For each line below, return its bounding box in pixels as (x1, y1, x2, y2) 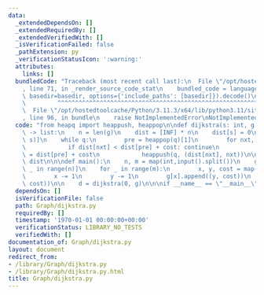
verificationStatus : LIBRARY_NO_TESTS (15, 223, 143, 232)
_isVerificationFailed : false (15, 41, 114, 49)
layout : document (8, 245, 65, 253)
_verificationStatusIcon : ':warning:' (15, 56, 143, 64)
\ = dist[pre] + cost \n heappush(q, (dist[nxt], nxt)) (22, 150, 244, 158)
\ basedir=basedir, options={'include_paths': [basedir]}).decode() (22, 92, 251, 100)
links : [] (22, 70, 55, 78)
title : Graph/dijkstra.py (8, 275, 93, 283)
